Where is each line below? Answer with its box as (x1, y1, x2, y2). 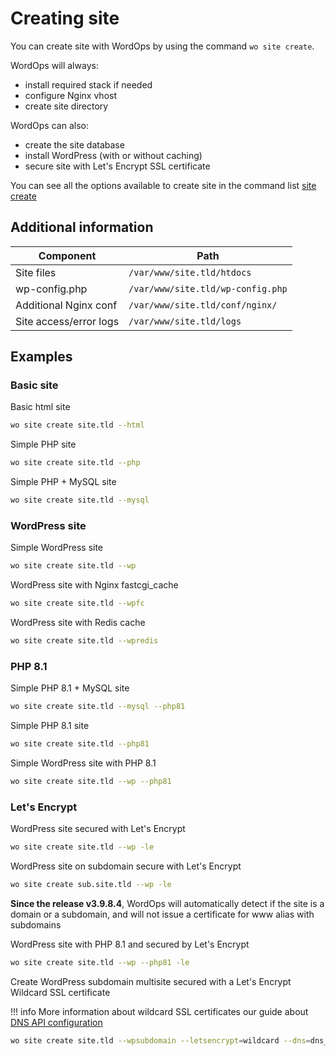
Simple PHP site (10, 438, 77, 451)
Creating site (10, 7, 120, 30)
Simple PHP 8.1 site (10, 720, 90, 732)
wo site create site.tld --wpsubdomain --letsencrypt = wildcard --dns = (10, 1035, 311, 1046)
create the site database (24, 138, 125, 151)
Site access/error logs (15, 314, 120, 328)
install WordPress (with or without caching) (24, 149, 203, 161)
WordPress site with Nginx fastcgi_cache (10, 579, 179, 591)
